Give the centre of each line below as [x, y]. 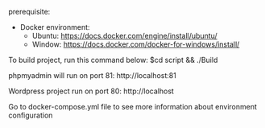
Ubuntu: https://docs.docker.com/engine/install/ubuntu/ [124, 36]
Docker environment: [55, 27]
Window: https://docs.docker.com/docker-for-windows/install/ [136, 44]
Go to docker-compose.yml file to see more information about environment [133, 107]
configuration [31, 115]
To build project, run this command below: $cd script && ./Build [113, 60]
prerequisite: [29, 12]
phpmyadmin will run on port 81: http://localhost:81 [93, 75]
